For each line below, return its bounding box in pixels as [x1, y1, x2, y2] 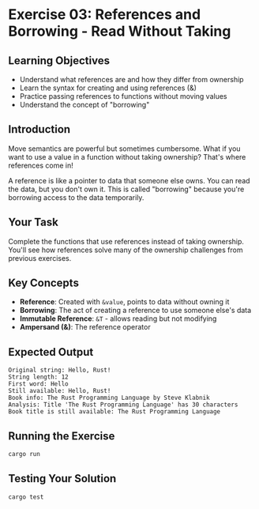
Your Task [8, 216, 59, 229]
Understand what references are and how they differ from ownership [19, 75, 244, 84]
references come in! [8, 160, 73, 170]
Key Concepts [8, 277, 79, 290]
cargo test [8, 492, 44, 501]
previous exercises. [8, 253, 72, 262]
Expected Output [8, 345, 94, 359]
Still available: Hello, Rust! [8, 387, 111, 395]
